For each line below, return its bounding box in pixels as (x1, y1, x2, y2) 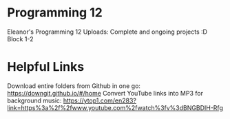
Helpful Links (7, 59, 85, 75)
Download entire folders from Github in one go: (7, 81, 141, 90)
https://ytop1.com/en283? (63, 96, 136, 105)
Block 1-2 (7, 34, 34, 43)
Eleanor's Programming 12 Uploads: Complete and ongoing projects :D (7, 28, 208, 36)
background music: (7, 96, 62, 105)
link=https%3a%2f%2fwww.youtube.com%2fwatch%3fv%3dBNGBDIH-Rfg (7, 103, 224, 111)
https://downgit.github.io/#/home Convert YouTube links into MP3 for (7, 89, 203, 97)
